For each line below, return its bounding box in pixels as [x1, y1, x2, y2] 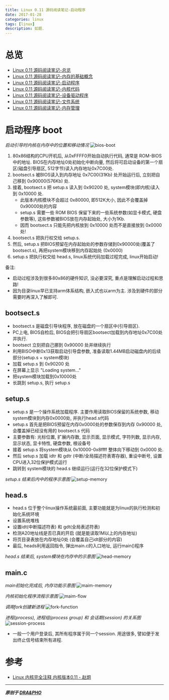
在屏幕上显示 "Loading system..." [12, 367, 81, 373]
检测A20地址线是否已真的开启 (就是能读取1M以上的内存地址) [12, 530, 137, 536]
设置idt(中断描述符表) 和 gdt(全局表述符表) [12, 524, 100, 530]
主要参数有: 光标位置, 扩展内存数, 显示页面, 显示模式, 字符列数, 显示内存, [12, 434, 161, 440]
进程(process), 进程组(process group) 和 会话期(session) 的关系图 [5, 615, 141, 621]
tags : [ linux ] [5, 21, 35, 27]
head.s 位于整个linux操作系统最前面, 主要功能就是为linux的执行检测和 [12, 505, 156, 511]
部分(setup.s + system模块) [12, 354, 69, 361]
